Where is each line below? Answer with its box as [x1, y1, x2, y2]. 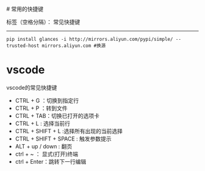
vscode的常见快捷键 [6, 84, 57, 91]
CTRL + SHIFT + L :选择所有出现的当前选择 [15, 127, 123, 134]
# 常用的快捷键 [6, 5, 44, 12]
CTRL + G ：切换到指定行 [15, 96, 79, 104]
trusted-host [6, 43, 40, 49]
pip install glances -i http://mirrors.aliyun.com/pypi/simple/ [6, 36, 173, 42]
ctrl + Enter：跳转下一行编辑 [15, 158, 87, 165]
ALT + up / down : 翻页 [15, 142, 73, 150]
